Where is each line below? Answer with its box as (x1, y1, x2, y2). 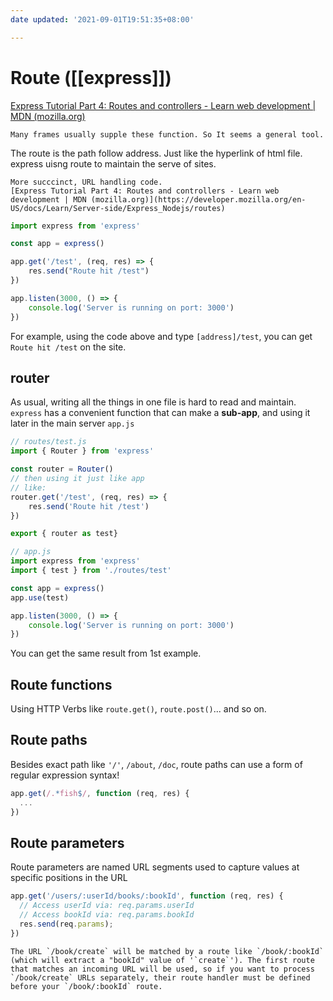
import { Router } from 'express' (10, 446, 155, 456)
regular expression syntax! (10, 769, 120, 781)
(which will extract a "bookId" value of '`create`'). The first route (10, 955, 315, 965)
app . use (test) (10, 592, 70, 603)
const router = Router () (10, 464, 114, 475)
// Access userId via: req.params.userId (19, 901, 195, 911)
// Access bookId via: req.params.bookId (19, 910, 195, 920)
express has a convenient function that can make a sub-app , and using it (10, 407, 311, 419)
